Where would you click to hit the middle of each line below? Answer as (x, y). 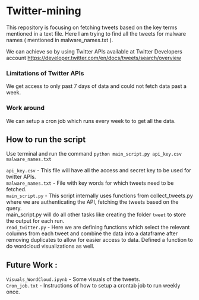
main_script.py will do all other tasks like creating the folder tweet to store (96, 214)
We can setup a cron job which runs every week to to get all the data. (91, 121)
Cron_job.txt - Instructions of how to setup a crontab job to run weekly (93, 286)
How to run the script (46, 139)
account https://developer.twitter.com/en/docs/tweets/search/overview (94, 58)
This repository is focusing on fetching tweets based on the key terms (92, 27)
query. (14, 209)
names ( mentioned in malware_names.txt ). (60, 40)
